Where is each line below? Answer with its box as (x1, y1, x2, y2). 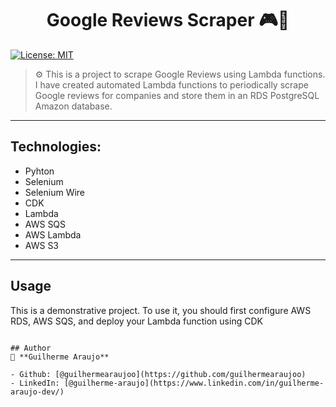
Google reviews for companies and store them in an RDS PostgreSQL (34, 89, 320, 101)
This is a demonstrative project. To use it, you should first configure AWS (10, 304, 312, 316)
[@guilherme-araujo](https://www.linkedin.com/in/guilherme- (63, 378, 325, 388)
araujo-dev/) (10, 387, 65, 397)
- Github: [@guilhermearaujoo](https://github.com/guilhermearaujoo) (10, 369, 307, 379)
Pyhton (24, 165, 55, 177)
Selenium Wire (24, 186, 86, 198)
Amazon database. (34, 100, 113, 112)
